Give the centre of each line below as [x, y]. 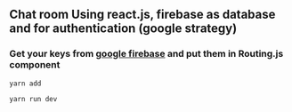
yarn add [25, 84]
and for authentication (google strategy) [123, 29]
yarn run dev [33, 99]
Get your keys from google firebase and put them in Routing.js [146, 54]
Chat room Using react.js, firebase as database [142, 15]
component [35, 65]
